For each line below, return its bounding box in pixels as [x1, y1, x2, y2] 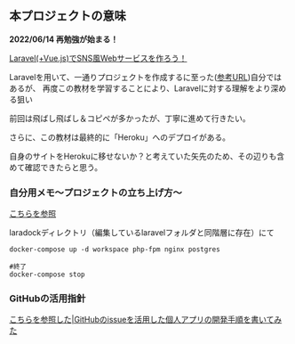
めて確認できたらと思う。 [9, 161, 103, 172]
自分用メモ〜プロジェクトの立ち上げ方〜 [9, 186, 182, 199]
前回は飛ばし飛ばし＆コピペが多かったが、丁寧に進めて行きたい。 [9, 112, 251, 123]
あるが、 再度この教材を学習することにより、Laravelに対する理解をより [9, 83, 271, 94]
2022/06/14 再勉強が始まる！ [9, 34, 119, 45]
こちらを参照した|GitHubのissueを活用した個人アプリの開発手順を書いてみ [9, 315, 283, 325]
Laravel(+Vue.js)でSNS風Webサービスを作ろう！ [9, 53, 187, 63]
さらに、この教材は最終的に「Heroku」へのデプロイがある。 [9, 132, 231, 143]
